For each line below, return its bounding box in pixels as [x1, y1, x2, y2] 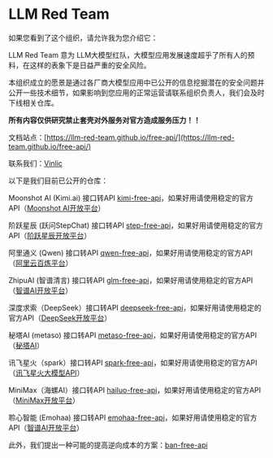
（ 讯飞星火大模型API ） [8, 368, 84, 377]
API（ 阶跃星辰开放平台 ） [8, 230, 92, 240]
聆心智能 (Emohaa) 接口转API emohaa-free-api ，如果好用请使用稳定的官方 [8, 412, 258, 422]
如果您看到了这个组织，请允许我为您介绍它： [8, 33, 158, 42]
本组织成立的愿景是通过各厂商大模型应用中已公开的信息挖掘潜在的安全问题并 [8, 77, 265, 87]
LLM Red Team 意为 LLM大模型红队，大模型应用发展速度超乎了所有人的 [8, 50, 248, 59]
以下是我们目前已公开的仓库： [8, 176, 108, 185]
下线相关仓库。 [8, 98, 58, 107]
